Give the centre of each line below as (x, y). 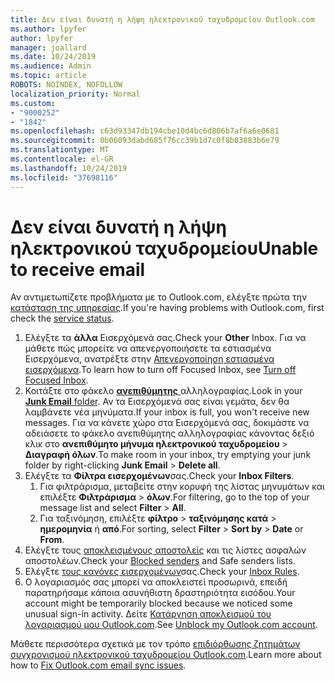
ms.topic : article (48, 76)
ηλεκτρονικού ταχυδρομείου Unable (164, 248)
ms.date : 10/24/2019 (53, 57)
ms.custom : (33, 103)
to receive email (78, 269)
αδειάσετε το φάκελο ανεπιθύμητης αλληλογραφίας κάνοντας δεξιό (169, 433)
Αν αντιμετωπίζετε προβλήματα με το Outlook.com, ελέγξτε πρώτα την (159, 297)
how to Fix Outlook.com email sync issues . (98, 665)
